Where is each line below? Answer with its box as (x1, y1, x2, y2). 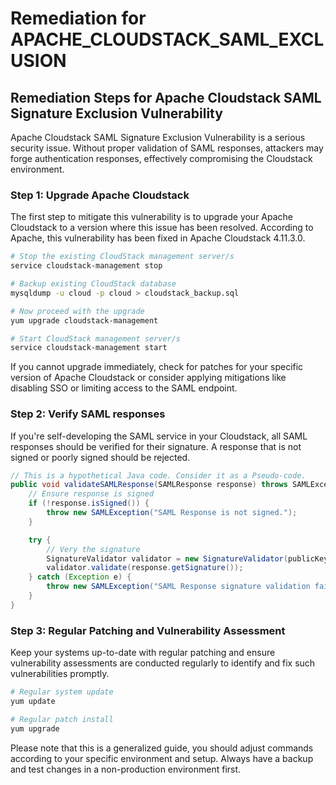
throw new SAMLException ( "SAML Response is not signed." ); (46, 508, 298, 518)
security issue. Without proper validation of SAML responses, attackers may (10, 142, 324, 154)
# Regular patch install (10, 714, 114, 724)
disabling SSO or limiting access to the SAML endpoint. (10, 382, 238, 394)
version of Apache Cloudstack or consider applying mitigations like (10, 372, 287, 384)
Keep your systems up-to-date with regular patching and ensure (10, 647, 276, 659)
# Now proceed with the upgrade (10, 306, 145, 316)
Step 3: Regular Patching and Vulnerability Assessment (10, 623, 286, 637)
